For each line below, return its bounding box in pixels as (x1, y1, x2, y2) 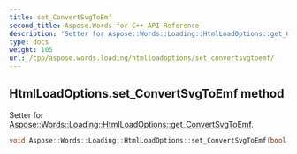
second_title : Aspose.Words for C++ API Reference (9, 21, 200, 30)
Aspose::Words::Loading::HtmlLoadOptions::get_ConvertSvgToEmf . (9, 119, 255, 129)
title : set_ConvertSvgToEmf (9, 12, 113, 22)
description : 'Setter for (9, 29, 104, 38)
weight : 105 (9, 46, 53, 55)
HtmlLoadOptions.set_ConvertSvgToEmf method (9, 86, 285, 101)
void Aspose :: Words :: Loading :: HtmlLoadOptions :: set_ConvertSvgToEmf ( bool (9, 136, 287, 145)
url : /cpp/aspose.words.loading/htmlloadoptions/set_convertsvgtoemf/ (9, 54, 275, 62)
